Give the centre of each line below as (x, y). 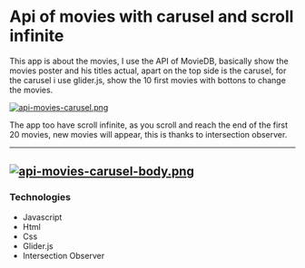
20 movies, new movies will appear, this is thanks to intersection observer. (148, 134)
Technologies (40, 197)
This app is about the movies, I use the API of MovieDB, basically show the (149, 61)
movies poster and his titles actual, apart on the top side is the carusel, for (148, 71)
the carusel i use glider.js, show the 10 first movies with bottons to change (148, 80)
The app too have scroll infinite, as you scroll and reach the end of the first (149, 125)
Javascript (42, 217)
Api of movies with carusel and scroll (152, 17)
